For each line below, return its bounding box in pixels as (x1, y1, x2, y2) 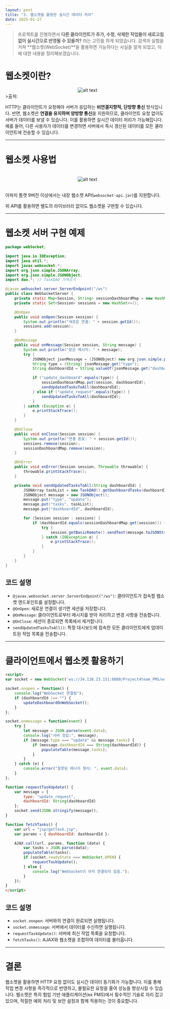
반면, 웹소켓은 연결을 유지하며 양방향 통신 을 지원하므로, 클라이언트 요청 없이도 (12, 110, 164, 117)
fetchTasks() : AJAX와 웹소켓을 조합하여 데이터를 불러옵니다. (12, 937, 134, 943)
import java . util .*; (5, 258, 49, 263)
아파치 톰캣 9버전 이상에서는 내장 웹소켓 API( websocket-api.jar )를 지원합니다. (5, 192, 161, 198)
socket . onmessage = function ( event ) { (5, 719, 87, 724)
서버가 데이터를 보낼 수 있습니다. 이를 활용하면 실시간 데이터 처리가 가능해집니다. (5, 117, 163, 123)
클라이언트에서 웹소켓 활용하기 (5, 655, 124, 666)
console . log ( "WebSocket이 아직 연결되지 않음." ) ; (32, 869, 130, 874)
